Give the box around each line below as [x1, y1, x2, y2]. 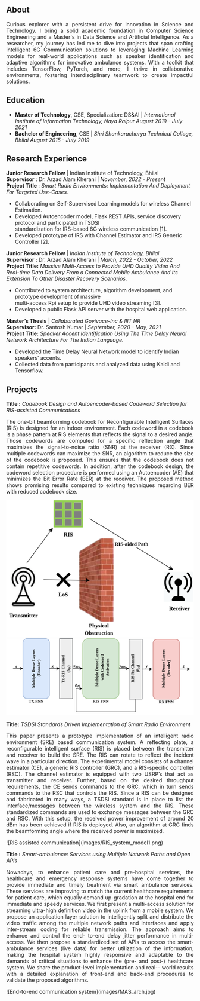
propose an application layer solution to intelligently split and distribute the [6, 913, 194, 920]
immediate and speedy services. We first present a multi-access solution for [6, 901, 194, 908]
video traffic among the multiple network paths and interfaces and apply [6, 920, 194, 927]
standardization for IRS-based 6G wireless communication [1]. [14, 225, 167, 232]
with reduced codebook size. [6, 488, 77, 495]
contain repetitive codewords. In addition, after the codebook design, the [6, 463, 194, 470]
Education [6, 95, 45, 105]
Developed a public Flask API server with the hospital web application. [14, 306, 187, 313]
